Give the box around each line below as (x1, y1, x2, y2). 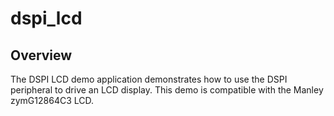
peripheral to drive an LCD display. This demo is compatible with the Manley (10, 84, 324, 96)
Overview (10, 47, 73, 64)
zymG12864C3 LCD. (10, 95, 95, 106)
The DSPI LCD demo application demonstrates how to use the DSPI (10, 73, 288, 85)
